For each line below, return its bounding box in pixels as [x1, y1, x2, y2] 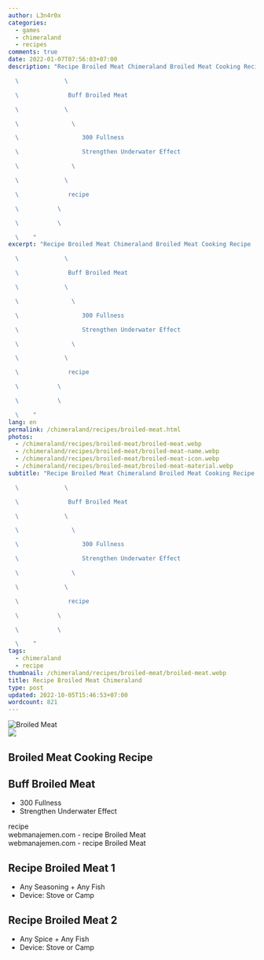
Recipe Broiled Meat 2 [8, 914, 118, 927]
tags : [8, 647, 26, 655]
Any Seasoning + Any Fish [19, 882, 105, 892]
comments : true [8, 48, 58, 56]
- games [15, 26, 41, 34]
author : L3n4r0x [8, 11, 61, 20]
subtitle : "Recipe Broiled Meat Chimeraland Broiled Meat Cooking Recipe [8, 469, 255, 477]
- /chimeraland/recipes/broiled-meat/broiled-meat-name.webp [15, 448, 220, 456]
